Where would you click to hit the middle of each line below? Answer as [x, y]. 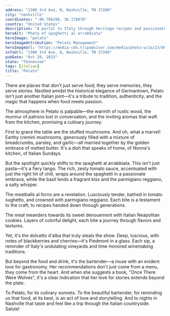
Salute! [13, 309]
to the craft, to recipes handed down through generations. [66, 205]
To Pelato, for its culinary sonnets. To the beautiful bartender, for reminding [84, 293]
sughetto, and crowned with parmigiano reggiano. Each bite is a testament [83, 200]
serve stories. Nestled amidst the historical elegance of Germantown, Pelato [84, 91]
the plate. [15, 283]
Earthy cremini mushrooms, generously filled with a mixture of [70, 137]
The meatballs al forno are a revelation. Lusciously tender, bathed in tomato [84, 194]
